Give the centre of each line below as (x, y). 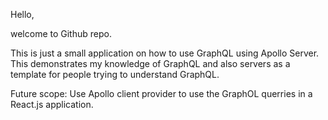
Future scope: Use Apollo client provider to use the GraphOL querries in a (161, 93)
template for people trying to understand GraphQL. (115, 74)
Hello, (22, 14)
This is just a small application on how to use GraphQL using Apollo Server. (165, 53)
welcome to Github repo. (61, 33)
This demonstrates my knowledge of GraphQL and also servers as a (150, 63)
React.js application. (52, 104)
